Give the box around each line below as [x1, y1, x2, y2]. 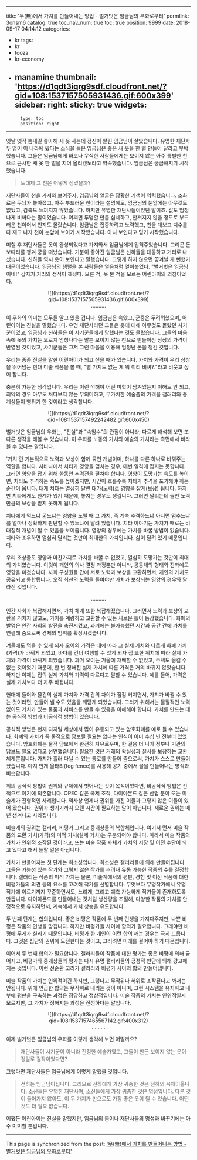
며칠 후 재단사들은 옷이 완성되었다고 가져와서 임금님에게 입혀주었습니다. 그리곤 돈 [6, 241, 191, 248]
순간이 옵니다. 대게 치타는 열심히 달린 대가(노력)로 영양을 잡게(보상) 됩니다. [6, 485, 176, 492]
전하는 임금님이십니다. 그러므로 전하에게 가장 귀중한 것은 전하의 [20, 1080, 165, 1087]
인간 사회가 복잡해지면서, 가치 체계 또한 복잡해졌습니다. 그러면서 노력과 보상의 [6, 607, 183, 614]
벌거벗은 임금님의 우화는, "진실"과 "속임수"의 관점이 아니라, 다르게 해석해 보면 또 [6, 428, 189, 435]
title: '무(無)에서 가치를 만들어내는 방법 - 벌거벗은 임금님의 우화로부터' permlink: [6, 12, 189, 19]
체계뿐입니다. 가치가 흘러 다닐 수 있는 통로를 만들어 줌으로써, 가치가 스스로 [6, 755, 175, 762]
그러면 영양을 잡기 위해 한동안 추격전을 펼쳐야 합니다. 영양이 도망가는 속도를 [6, 470, 178, 477]
